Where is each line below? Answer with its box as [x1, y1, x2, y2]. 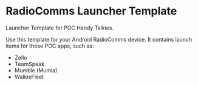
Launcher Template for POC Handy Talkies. [5, 24, 114, 31]
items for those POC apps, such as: [5, 42, 95, 49]
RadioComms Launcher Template [5, 4, 177, 18]
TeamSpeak [14, 60, 45, 68]
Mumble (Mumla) [14, 66, 58, 74]
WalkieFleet [14, 73, 44, 80]
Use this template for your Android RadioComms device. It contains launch [5, 36, 193, 43]
